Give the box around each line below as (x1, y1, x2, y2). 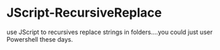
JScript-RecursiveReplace (6, 5, 162, 21)
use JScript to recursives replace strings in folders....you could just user (6, 28, 213, 36)
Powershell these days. (6, 35, 74, 43)
